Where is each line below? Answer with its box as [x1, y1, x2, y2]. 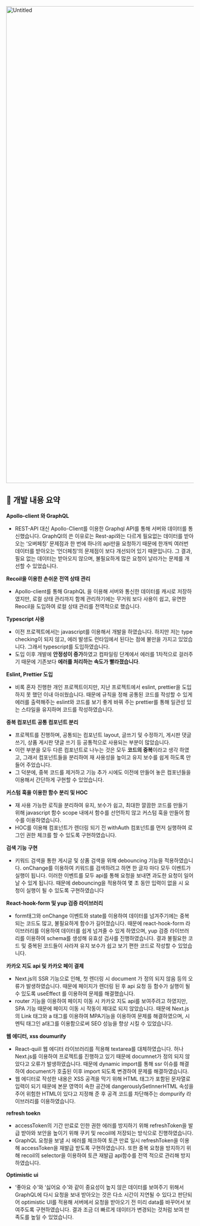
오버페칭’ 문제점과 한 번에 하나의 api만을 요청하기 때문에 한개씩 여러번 [27, 539, 189, 547]
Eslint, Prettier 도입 [6, 670, 54, 678]
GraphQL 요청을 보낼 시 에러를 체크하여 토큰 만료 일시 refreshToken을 [14, 1136, 179, 1144]
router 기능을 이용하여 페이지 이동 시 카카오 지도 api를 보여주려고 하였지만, [14, 997, 188, 1004]
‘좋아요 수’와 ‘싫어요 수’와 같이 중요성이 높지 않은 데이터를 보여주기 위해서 [14, 1184, 185, 1191]
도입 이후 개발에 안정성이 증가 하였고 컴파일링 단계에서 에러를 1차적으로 [14, 650, 177, 657]
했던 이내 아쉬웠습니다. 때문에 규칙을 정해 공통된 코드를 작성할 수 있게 [32, 691, 193, 698]
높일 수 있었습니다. [30, 1213, 74, 1221]
